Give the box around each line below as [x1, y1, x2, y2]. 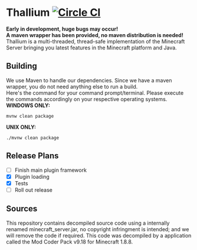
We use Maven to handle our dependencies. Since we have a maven [6, 76, 172, 84]
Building [6, 61, 37, 71]
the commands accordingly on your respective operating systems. [6, 95, 168, 102]
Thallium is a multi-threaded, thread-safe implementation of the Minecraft [6, 38, 185, 45]
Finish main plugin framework [14, 166, 87, 174]
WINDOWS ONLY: [6, 102, 50, 109]
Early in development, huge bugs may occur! [6, 25, 119, 32]
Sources [6, 204, 38, 214]
